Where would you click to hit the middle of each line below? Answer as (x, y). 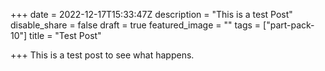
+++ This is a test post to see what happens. (102, 55)
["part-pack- (289, 25)
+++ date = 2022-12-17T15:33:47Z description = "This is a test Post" (151, 14)
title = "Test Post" (65, 35)
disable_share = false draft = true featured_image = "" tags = (136, 25)
